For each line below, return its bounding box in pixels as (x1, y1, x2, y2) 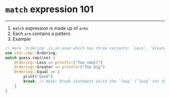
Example (12, 36, 31, 42)
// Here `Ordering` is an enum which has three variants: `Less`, (5, 46, 148, 51)
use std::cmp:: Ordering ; (5, 50, 58, 55)
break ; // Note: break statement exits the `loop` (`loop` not (23, 79, 159, 84)
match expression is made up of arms (12, 25, 89, 31)
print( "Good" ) (23, 74, 53, 79)
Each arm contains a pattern (12, 30, 71, 37)
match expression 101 (5, 4, 94, 15)
